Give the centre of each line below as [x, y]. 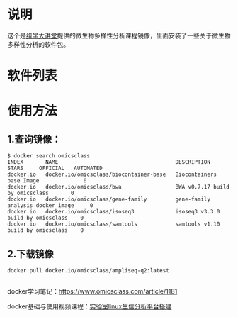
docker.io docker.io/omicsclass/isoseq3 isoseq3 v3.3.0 [114, 212]
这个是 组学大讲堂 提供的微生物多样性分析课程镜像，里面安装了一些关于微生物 [119, 35]
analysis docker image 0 [50, 206]
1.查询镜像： [34, 139]
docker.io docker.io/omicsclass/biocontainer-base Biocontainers [112, 174]
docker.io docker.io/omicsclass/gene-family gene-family [109, 199]
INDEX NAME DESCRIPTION [109, 162]
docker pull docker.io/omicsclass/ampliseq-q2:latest [89, 270]
